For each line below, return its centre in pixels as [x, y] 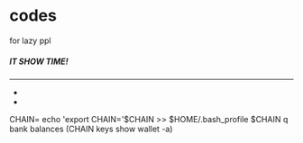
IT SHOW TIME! [39, 61]
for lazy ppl [30, 40]
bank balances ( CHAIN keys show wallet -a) [91, 129]
